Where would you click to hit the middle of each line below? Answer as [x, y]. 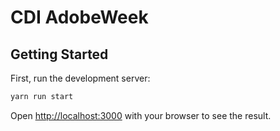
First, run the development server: [80, 78]
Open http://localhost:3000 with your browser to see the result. [141, 115]
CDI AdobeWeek [79, 17]
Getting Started [59, 54]
